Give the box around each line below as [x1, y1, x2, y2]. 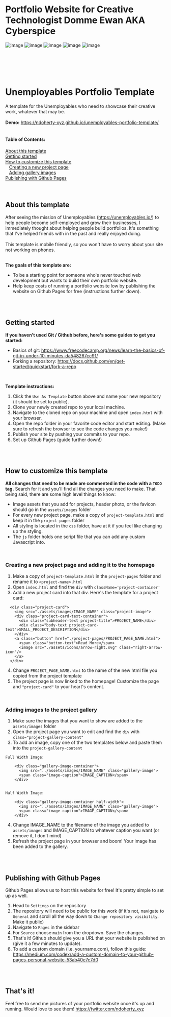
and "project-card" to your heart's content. [12, 683, 105, 690]
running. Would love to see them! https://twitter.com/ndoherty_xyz [5, 1006, 144, 1012]
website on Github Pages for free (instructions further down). [12, 288, 141, 294]
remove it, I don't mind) [12, 833, 62, 839]
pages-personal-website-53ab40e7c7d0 [12, 956, 98, 963]
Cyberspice [5, 26, 56, 37]
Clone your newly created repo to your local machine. [12, 404, 126, 410]
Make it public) [12, 918, 44, 925]
